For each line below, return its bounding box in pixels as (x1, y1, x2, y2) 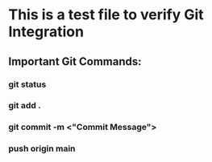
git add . (8, 100, 42, 111)
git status (8, 79, 47, 90)
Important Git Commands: (8, 55, 142, 68)
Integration (8, 22, 85, 41)
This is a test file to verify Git (8, 6, 204, 24)
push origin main (8, 143, 76, 154)
